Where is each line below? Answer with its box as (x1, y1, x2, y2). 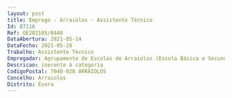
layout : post (7, 10, 45, 17)
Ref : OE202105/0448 (7, 29, 64, 37)
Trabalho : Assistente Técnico (7, 49, 95, 56)
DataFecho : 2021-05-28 (7, 42, 72, 49)
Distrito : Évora (7, 81, 54, 88)
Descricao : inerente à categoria (7, 61, 104, 68)
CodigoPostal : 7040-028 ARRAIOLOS (7, 68, 107, 75)
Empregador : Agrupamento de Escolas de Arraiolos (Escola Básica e (7, 55, 206, 62)
